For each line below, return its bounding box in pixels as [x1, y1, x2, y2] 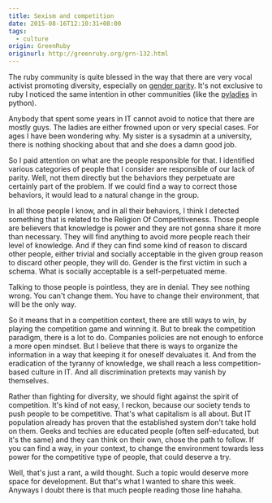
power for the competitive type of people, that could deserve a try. [8, 453, 231, 461]
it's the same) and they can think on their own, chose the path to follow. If [8, 435, 254, 444]
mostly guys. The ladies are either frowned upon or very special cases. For [8, 123, 259, 132]
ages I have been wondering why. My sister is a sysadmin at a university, [8, 131, 253, 141]
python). [8, 98, 37, 107]
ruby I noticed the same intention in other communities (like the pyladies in [8, 90, 257, 98]
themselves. [8, 376, 50, 385]
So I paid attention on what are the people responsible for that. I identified [8, 155, 255, 165]
